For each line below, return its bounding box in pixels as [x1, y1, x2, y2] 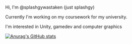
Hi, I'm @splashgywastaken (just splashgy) [5, 4, 95, 10]
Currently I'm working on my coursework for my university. [5, 14, 127, 19]
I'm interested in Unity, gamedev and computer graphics [5, 23, 122, 29]
